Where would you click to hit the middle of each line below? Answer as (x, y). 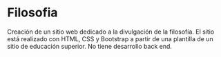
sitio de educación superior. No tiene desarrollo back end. (90, 46)
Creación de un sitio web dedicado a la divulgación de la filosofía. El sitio (111, 32)
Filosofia (32, 13)
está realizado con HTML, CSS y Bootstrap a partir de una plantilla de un (110, 38)
